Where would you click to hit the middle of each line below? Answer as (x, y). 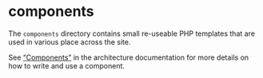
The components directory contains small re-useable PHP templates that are (132, 33)
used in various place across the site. (70, 41)
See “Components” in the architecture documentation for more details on (129, 57)
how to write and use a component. (67, 65)
